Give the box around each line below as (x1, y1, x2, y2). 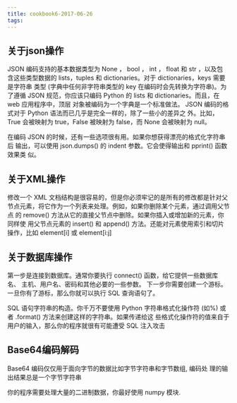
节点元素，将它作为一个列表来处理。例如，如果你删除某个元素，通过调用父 (7, 202, 224, 210)
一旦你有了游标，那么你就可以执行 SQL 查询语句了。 (7, 289, 159, 297)
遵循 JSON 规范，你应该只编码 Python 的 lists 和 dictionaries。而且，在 (13, 91, 220, 100)
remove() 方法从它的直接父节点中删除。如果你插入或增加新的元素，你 (23, 211, 224, 219)
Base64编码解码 (7, 344, 80, 356)
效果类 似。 (7, 150, 40, 159)
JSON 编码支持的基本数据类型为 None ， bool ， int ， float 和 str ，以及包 (7, 65, 224, 73)
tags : (7, 17, 23, 24)
